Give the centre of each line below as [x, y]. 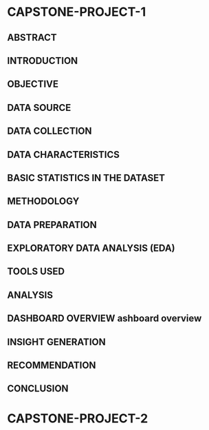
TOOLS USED [36, 272]
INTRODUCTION [43, 60]
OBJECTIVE [33, 84]
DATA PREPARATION [52, 225]
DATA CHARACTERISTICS [64, 155]
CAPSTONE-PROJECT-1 [77, 12]
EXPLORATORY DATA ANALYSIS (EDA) [91, 248]
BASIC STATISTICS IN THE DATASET [86, 177]
